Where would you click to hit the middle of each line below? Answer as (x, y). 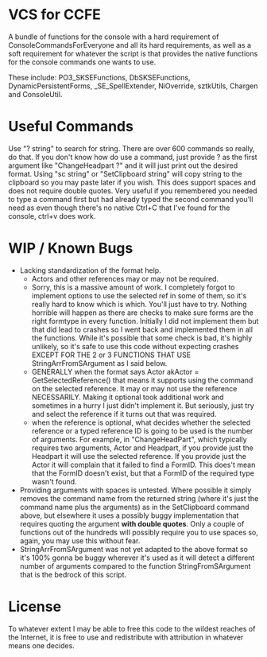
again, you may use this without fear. (80, 540)
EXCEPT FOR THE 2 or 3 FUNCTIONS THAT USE (111, 355)
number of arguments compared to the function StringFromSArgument (135, 566)
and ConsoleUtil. (35, 94)
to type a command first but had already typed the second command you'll (131, 199)
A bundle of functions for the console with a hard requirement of (114, 37)
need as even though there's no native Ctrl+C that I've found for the (119, 208)
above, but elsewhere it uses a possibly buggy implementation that (129, 515)
